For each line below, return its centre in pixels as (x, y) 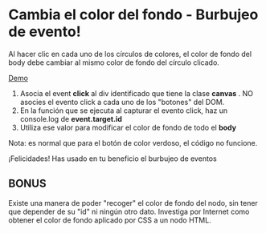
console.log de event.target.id (71, 119)
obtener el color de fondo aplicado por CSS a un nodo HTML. (110, 220)
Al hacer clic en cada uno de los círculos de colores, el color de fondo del (130, 54)
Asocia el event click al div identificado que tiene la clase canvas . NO (137, 93)
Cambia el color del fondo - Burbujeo (133, 15)
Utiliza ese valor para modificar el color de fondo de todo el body (128, 127)
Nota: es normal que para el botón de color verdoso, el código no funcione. (133, 143)
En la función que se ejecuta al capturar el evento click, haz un (124, 110)
